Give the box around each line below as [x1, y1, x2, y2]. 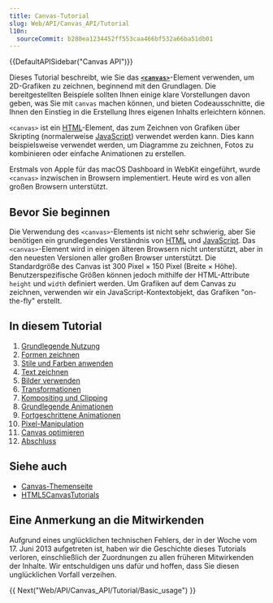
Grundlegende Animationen [20, 401, 114, 411]
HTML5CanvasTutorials [20, 489, 100, 500]
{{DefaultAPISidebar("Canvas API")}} [9, 57, 133, 67]
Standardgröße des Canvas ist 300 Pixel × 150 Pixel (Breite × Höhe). [9, 262, 238, 271]
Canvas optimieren [20, 427, 84, 437]
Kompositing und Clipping [20, 393, 108, 402]
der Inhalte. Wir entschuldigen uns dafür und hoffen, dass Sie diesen [9, 561, 239, 570]
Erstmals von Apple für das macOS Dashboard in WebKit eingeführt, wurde [9, 164, 261, 175]
